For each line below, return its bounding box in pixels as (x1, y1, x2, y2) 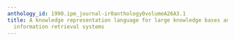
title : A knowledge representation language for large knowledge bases (7, 17, 220, 24)
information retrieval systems (13, 23, 105, 30)
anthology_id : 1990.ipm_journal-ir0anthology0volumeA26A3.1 (7, 10, 187, 17)
